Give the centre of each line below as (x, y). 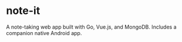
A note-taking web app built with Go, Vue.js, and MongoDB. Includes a (91, 27)
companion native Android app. (44, 33)
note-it (23, 11)
